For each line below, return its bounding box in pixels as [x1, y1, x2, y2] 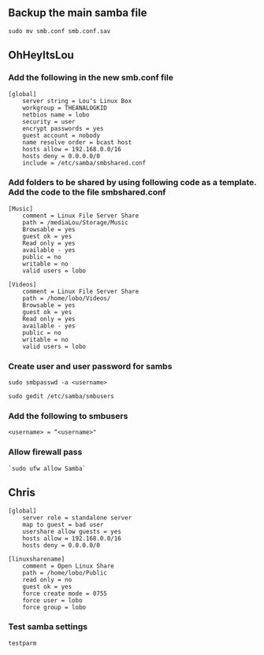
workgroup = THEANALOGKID [22, 104, 108, 112]
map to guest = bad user [22, 520, 104, 528]
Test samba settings [8, 621, 88, 632]
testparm [8, 639, 37, 647]
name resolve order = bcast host [22, 138, 132, 146]
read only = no [22, 575, 73, 583]
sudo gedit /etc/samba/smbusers [8, 393, 114, 401]
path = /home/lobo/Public [22, 568, 108, 577]
